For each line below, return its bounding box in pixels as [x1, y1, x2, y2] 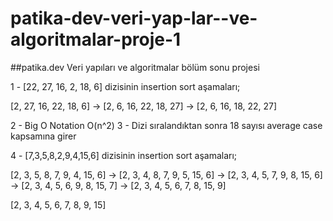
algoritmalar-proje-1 [10, 28, 182, 51]
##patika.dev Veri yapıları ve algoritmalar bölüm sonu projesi [10, 61, 260, 73]
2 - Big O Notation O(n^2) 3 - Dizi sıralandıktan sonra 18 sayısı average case [10, 119, 323, 131]
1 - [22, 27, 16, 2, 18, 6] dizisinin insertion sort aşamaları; [10, 80, 241, 92]
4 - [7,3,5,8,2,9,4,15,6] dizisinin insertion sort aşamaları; [10, 149, 238, 161]
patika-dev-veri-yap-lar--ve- [10, 7, 258, 30]
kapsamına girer [10, 130, 77, 142]
